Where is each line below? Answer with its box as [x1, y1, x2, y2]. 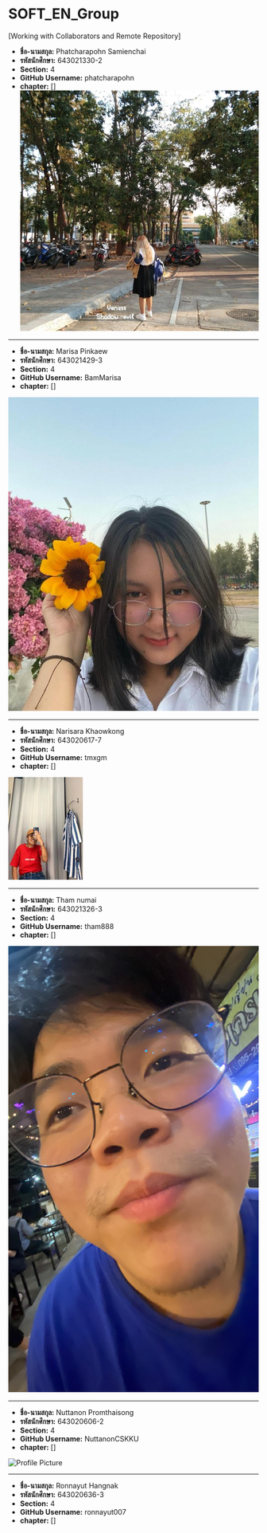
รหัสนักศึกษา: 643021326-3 [19, 904, 103, 914]
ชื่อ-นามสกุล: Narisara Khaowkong [19, 727, 125, 736]
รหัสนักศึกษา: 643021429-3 [19, 355, 103, 365]
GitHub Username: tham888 [19, 922, 114, 931]
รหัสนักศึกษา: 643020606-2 [19, 1417, 105, 1426]
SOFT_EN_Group [8, 5, 119, 23]
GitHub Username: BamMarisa [19, 373, 122, 382]
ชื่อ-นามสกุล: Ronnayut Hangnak [19, 1481, 119, 1491]
